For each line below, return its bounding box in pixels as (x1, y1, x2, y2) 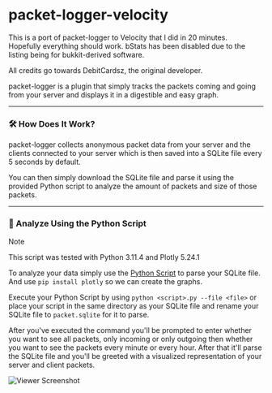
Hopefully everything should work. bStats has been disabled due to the (8, 41, 245, 50)
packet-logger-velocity (8, 6, 168, 24)
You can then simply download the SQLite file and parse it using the (8, 173, 235, 183)
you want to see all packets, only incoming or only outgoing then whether (8, 334, 253, 343)
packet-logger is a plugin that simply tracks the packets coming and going (8, 81, 257, 91)
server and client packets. (8, 360, 96, 369)
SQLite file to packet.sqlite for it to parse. (8, 309, 150, 319)
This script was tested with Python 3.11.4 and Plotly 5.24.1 (8, 252, 200, 261)
